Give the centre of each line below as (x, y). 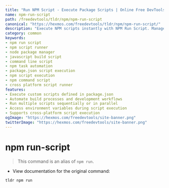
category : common (23, 33)
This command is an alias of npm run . (56, 161)
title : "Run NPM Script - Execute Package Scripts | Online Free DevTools (85, 10)
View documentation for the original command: (61, 171)
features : (16, 89)
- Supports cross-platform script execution (53, 113)
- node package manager (30, 52)
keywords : (16, 38)
